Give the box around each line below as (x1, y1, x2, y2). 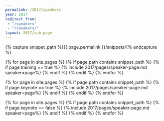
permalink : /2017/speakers (5, 7, 61, 12)
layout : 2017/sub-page (5, 30, 52, 35)
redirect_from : (5, 16, 37, 21)
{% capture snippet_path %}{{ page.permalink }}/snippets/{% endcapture (5, 44, 157, 50)
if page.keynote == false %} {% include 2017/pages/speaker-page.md (5, 105, 150, 111)
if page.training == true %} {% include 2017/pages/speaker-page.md (5, 64, 147, 70)
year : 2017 (5, 12, 28, 17)
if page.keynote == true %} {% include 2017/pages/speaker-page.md (5, 85, 148, 90)
